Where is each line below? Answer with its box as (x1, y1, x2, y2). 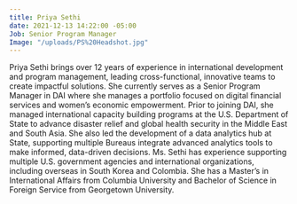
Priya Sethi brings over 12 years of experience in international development (9, 62, 284, 73)
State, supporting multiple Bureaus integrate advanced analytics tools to (9, 137, 273, 148)
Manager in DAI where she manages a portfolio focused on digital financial (9, 90, 282, 101)
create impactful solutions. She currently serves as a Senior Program (9, 81, 261, 91)
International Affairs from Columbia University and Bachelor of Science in (9, 175, 277, 186)
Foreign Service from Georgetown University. (9, 184, 175, 195)
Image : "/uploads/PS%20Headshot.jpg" (9, 37, 149, 47)
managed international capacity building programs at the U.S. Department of (9, 109, 289, 120)
